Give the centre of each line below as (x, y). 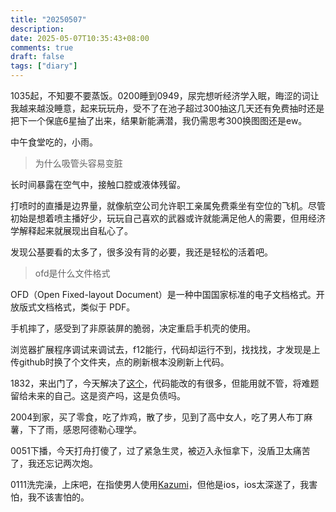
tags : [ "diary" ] (44, 66)
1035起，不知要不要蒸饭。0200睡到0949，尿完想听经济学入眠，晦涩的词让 (165, 95)
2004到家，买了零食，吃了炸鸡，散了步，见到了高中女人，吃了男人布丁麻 (161, 417)
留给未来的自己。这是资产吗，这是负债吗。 (98, 395)
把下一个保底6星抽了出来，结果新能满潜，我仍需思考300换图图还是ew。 (159, 120)
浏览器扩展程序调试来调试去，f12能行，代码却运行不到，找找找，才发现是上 (165, 349)
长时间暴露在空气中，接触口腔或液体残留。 (98, 184)
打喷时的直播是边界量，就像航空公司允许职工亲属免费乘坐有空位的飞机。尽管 (168, 205)
